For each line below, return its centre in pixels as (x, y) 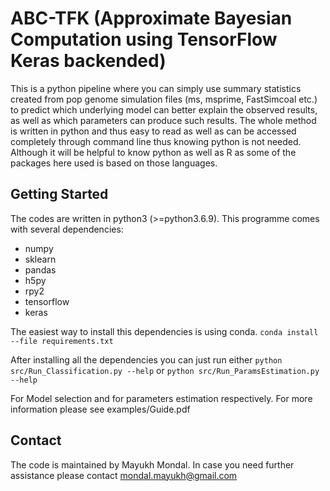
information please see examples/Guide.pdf (100, 409)
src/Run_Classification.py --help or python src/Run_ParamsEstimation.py (165, 370)
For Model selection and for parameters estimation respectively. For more (161, 398)
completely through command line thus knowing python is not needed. (156, 141)
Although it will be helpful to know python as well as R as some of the (153, 152)
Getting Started (59, 194)
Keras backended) (88, 61)
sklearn (40, 259)
